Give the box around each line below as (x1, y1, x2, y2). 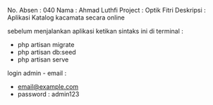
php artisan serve (17, 55, 69, 64)
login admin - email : (7, 69, 67, 77)
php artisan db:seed (17, 48, 76, 56)
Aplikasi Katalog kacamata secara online (7, 13, 125, 22)
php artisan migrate (17, 41, 75, 48)
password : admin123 (17, 90, 80, 98)
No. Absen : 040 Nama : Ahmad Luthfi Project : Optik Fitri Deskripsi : (7, 6, 206, 14)
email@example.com (17, 83, 79, 90)
